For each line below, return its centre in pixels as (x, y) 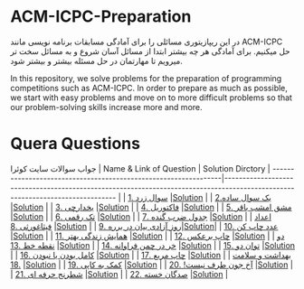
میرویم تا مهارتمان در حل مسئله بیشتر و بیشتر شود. (97, 61)
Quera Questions (76, 144)
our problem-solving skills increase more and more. (106, 107)
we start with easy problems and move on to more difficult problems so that (152, 98)
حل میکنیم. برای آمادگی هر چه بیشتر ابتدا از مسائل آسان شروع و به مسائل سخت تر (150, 51)
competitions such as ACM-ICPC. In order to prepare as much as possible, (149, 88)
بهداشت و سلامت (262, 255)
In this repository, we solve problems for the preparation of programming (146, 78)
